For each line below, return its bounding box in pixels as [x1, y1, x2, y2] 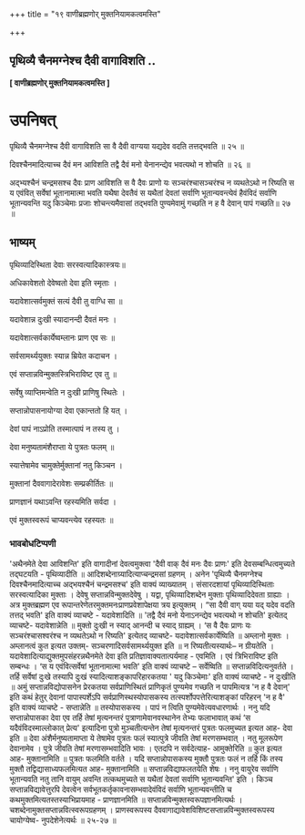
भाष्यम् [9, 235, 36, 251]
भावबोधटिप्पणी [9, 538, 56, 551]
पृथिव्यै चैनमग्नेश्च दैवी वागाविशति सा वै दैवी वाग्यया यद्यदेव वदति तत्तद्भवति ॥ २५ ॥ [9, 140, 244, 151]
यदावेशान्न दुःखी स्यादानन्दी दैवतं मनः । [9, 314, 117, 325]
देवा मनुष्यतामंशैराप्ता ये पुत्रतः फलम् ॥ [9, 441, 115, 452]
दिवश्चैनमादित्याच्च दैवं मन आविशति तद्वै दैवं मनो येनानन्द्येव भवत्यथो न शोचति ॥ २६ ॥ [9, 159, 250, 170]
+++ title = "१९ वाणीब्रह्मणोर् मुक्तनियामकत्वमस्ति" [9, 9, 161, 19]
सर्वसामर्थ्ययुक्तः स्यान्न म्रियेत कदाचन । [9, 350, 118, 361]
